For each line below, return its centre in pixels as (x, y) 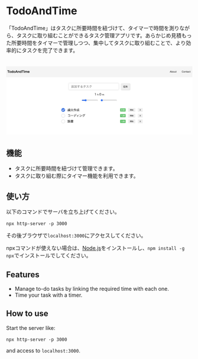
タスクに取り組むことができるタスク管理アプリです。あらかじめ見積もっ (104, 35)
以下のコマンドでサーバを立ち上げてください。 (63, 212)
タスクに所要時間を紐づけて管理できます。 (66, 169)
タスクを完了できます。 (50, 50)
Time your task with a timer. (48, 295)
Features (23, 275)
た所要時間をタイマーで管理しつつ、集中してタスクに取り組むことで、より (96, 43)
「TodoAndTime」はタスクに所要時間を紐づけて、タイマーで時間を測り (93, 28)
